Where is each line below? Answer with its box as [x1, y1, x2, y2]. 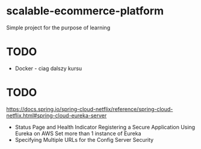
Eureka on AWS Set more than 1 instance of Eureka [14, 130, 141, 137]
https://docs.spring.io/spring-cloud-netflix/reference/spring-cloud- [6, 105, 173, 112]
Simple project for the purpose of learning [6, 24, 110, 31]
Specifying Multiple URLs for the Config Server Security [14, 136, 154, 143]
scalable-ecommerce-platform [6, 4, 164, 18]
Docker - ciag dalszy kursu [14, 65, 82, 72]
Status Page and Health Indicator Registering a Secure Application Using [14, 123, 196, 130]
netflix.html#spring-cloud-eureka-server [6, 112, 107, 119]
